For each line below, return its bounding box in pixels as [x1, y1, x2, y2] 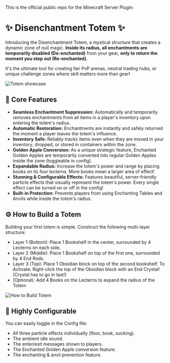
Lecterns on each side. [12, 244, 61, 250]
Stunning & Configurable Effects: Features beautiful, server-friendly [12, 174, 157, 180]
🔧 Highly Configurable [5, 306, 77, 315]
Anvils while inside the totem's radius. [12, 196, 92, 202]
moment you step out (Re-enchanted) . [5, 55, 88, 62]
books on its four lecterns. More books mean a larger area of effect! [12, 168, 155, 175]
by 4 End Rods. [12, 255, 45, 261]
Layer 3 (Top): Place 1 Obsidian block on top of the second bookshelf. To [12, 261, 165, 267]
